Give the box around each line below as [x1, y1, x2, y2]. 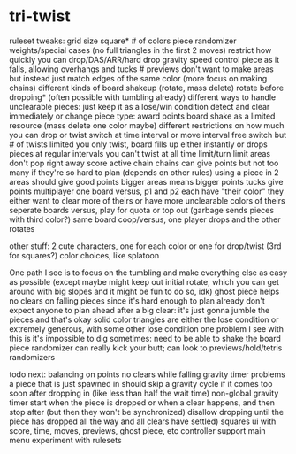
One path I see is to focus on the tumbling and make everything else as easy [9, 267, 288, 278]
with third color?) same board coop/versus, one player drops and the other [9, 214, 281, 225]
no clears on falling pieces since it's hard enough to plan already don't [9, 295, 265, 306]
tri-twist [9, 6, 71, 27]
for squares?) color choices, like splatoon [9, 250, 160, 260]
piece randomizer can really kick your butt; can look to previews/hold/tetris [9, 342, 283, 353]
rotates [9, 223, 35, 234]
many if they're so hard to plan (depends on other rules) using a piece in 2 [9, 166, 280, 178]
